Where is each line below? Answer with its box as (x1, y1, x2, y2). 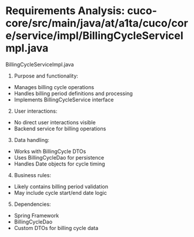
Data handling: (14, 136, 49, 143)
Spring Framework (14, 212, 59, 219)
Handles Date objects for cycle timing (14, 160, 105, 167)
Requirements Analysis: (5, 4, 125, 18)
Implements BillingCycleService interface (14, 96, 114, 103)
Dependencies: (14, 201, 51, 208)
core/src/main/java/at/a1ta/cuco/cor (5, 16, 189, 30)
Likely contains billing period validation (14, 183, 108, 190)
